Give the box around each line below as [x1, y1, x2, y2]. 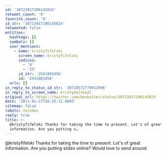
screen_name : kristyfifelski [18, 53, 79, 58]
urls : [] [9, 80, 28, 85]
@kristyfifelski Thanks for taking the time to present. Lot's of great [5, 140, 141, 146]
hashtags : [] [9, 35, 37, 40]
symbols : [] [9, 39, 35, 44]
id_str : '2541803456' [18, 72, 63, 77]
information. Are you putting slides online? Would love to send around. [5, 145, 148, 151]
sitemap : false [5, 104, 37, 109]
